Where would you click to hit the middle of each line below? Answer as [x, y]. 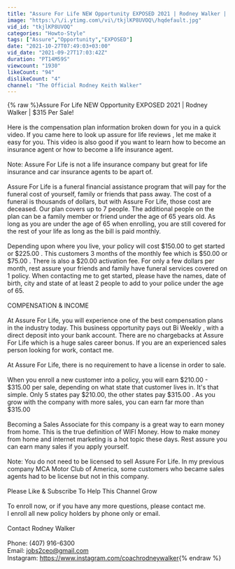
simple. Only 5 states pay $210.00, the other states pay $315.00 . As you [111, 395]
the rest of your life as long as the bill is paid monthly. [84, 231]
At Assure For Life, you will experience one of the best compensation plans [115, 320]
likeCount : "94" [31, 72]
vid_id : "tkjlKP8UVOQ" [40, 27]
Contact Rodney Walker [41, 528]
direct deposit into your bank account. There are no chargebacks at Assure [115, 336]
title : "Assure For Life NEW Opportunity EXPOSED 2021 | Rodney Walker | [117, 14]
